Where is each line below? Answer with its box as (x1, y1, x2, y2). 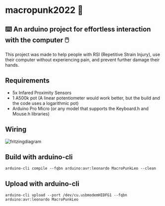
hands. (5, 62, 19, 68)
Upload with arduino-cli (5, 179, 79, 188)
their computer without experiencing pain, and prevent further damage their (5, 57, 160, 63)
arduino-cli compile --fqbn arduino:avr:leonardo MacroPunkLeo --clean (5, 166, 156, 171)
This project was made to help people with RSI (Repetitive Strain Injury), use (5, 52, 160, 57)
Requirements (5, 77, 50, 85)
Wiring (5, 125, 27, 134)
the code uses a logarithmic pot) (12, 100, 79, 106)
